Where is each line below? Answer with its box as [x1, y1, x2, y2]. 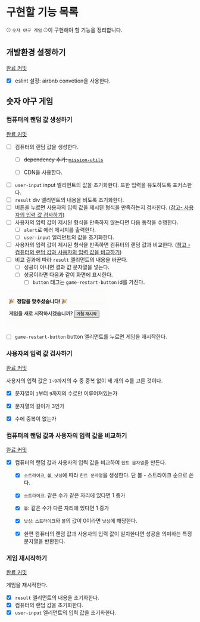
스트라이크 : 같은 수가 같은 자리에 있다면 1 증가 [23, 492, 126, 499]
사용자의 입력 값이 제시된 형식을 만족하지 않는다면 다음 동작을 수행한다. [14, 219, 179, 226]
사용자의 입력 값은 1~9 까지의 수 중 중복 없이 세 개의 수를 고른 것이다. [6, 377, 163, 384]
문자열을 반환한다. [23, 537, 65, 544]
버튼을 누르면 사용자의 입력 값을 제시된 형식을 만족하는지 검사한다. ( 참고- [14, 204, 183, 211]
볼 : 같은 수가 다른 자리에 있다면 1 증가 [23, 504, 110, 511]
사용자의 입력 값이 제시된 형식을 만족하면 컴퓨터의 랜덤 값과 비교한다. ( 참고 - [14, 241, 190, 249]
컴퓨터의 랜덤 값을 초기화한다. [14, 601, 84, 608]
